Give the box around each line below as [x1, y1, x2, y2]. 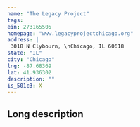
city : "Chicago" [7, 56, 55, 63]
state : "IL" [7, 50, 42, 57]
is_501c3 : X [7, 82, 42, 89]
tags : [7, 17, 23, 24]
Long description [7, 108, 84, 120]
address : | [7, 36, 39, 44]
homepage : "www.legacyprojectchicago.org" [7, 29, 134, 37]
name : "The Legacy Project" [7, 10, 90, 18]
